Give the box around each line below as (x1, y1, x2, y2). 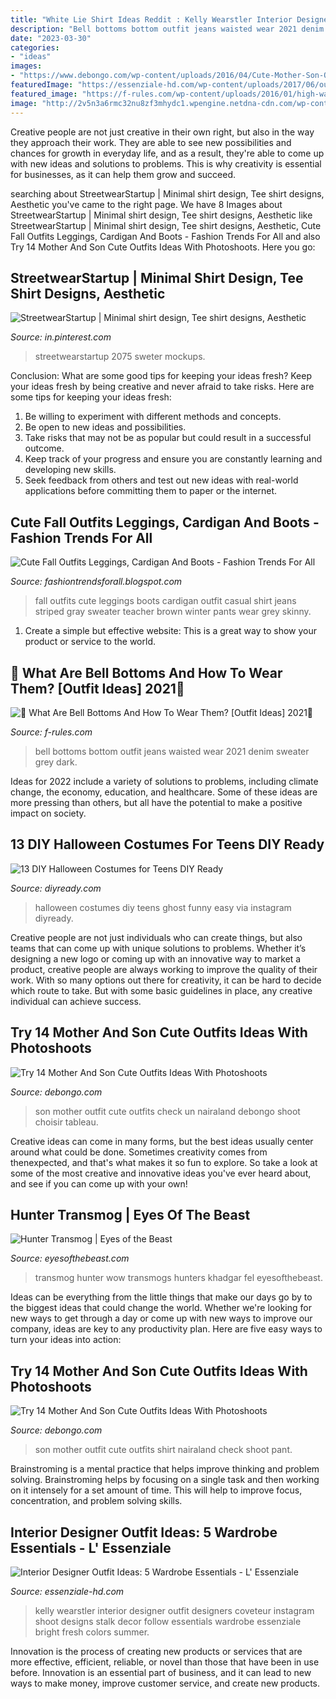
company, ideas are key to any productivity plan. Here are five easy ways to (10, 1323, 323, 1335)
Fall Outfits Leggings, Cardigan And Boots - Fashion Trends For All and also (10, 230, 321, 242)
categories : (10, 42, 60, 53)
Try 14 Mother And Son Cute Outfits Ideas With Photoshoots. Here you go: (10, 241, 316, 253)
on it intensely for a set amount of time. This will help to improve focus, (10, 1484, 303, 1496)
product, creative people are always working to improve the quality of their (10, 963, 318, 975)
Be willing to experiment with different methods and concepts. (24, 411, 282, 423)
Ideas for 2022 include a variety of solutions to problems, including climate (10, 775, 319, 787)
